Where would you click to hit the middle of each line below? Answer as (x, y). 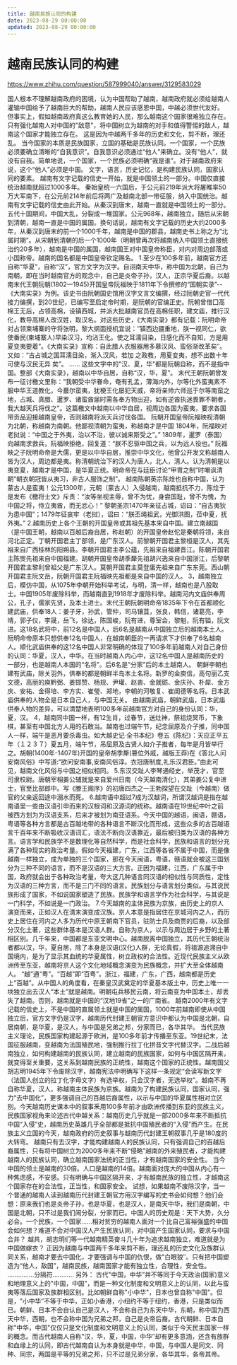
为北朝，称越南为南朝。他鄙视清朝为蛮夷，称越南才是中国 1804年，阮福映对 (117, 426)
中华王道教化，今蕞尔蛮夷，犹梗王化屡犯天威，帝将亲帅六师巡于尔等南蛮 (118, 390)
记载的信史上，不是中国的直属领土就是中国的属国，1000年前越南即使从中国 (116, 1009)
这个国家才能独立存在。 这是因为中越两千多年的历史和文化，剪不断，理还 (119, 134)
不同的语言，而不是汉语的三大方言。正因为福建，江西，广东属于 (124, 868)
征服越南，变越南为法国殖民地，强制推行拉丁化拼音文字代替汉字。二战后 (118, 1045)
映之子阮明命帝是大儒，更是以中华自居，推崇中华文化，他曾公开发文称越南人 (119, 453)
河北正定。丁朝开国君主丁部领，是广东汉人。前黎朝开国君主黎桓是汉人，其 (115, 541)
